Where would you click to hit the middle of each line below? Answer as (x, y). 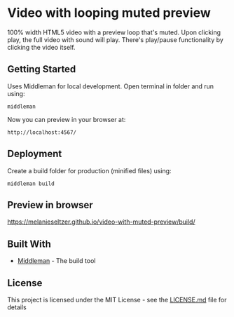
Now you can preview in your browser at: (67, 119)
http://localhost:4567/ (42, 132)
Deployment (35, 154)
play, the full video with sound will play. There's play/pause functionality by (116, 39)
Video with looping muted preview (109, 13)
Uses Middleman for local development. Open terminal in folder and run (111, 86)
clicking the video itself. (41, 47)
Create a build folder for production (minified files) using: (89, 170)
